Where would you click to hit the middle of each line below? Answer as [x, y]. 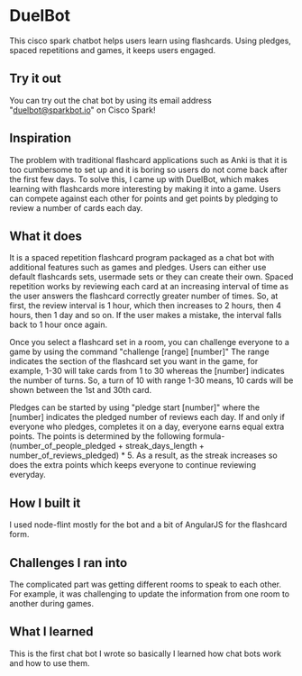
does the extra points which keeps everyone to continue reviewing [133, 465]
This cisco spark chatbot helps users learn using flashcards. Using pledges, [150, 41]
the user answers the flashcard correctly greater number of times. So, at [144, 296]
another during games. [52, 603]
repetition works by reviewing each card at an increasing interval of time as [149, 287]
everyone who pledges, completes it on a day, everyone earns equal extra [147, 427]
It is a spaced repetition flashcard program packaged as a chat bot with [142, 258]
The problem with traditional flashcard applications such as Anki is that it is [148, 160]
